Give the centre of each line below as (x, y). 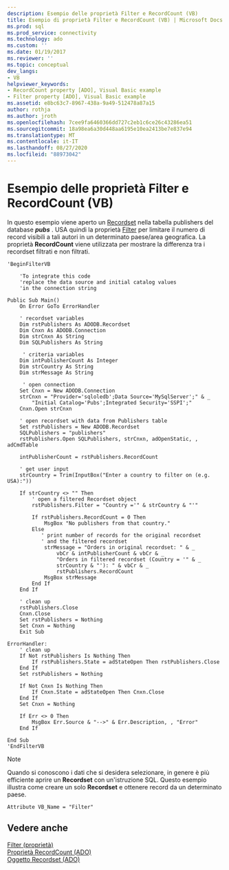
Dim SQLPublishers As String (61, 342)
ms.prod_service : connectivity (52, 33)
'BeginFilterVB (29, 264)
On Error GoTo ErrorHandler (59, 306)
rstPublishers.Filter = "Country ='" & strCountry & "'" (115, 505)
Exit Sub (32, 632)
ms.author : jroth (32, 116)
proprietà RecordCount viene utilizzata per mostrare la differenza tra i (106, 244)
